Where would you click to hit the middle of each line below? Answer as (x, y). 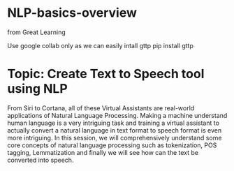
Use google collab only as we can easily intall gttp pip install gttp (100, 45)
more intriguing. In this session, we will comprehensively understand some (115, 137)
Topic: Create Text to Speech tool (106, 74)
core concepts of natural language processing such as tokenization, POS (112, 145)
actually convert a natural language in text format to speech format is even (115, 130)
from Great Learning (37, 32)
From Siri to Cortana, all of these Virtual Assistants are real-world (101, 108)
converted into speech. (41, 160)
